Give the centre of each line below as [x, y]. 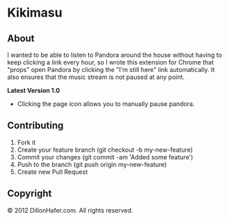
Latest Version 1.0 [34, 90]
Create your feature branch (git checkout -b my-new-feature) [105, 150]
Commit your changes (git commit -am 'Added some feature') [105, 157]
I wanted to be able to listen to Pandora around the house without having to [114, 55]
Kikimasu [35, 13]
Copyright [29, 194]
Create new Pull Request [52, 172]
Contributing [35, 126]
